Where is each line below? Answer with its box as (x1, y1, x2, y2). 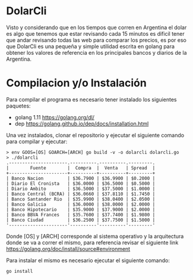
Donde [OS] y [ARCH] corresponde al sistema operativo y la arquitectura (6, 232, 184, 240)
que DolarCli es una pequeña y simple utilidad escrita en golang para (6, 43, 175, 50)
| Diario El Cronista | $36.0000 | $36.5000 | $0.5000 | (6, 180, 156, 187)
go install (6, 268, 33, 274)
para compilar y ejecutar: (6, 138, 68, 145)
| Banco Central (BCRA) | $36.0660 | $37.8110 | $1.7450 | (6, 191, 156, 197)
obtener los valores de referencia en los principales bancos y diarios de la (6, 49, 187, 56)
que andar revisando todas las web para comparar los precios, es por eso (6, 36, 187, 43)
